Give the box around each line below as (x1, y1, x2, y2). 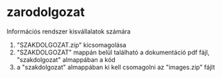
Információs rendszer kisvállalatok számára (6, 27, 131, 36)
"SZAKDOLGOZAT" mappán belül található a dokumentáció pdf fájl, (16, 48, 210, 56)
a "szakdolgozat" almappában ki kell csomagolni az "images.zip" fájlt (16, 63, 215, 71)
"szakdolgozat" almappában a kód (16, 55, 116, 63)
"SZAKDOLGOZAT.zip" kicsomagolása (16, 40, 127, 49)
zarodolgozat (6, 4, 85, 20)
